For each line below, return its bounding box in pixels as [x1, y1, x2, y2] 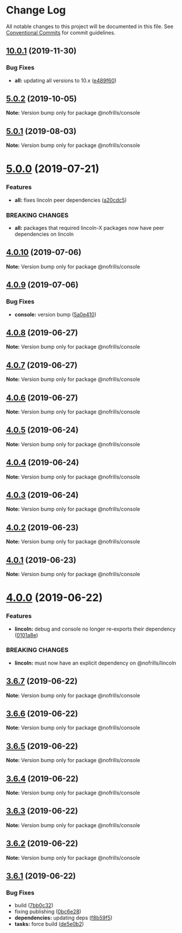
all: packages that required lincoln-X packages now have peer [14, 225, 164, 232]
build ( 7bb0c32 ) [14, 902, 54, 909]
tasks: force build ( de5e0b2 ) [14, 921, 85, 928]
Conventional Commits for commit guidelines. [6, 29, 116, 36]
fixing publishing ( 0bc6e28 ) [14, 908, 82, 915]
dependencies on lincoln [14, 230, 74, 237]
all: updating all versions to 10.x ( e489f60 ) [14, 77, 117, 84]
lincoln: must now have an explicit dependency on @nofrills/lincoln [14, 659, 177, 666]
